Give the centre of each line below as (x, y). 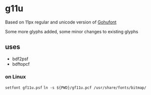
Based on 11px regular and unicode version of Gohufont (61, 22)
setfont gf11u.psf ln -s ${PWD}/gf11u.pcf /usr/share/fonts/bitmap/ (76, 88)
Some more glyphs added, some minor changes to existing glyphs (72, 31)
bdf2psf (20, 59)
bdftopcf (21, 64)
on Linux (15, 76)
